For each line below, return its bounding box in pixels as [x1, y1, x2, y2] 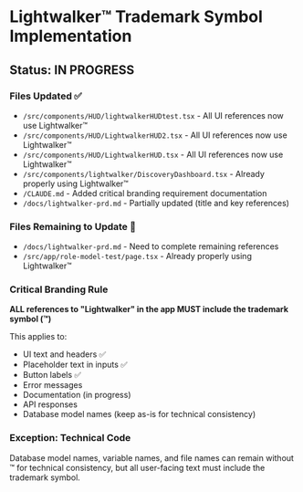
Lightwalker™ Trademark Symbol [9, 6, 263, 27]
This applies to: [9, 331, 68, 342]
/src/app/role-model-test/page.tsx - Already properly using [22, 251, 253, 262]
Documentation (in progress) [22, 390, 131, 401]
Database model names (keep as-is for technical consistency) [22, 409, 256, 420]
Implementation [9, 26, 132, 47]
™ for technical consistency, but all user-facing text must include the [9, 462, 266, 473]
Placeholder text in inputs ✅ [22, 359, 128, 371]
